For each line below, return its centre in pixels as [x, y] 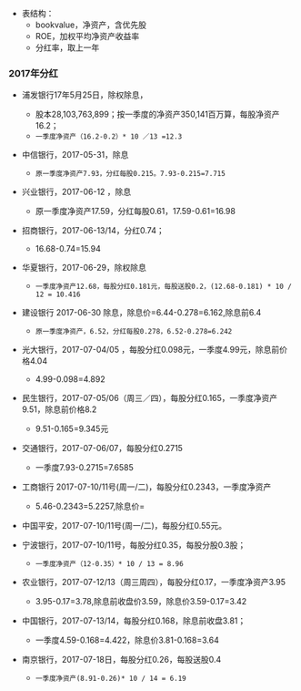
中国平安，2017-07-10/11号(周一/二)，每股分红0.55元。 [124, 526]
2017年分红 [33, 73]
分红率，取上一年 [67, 47]
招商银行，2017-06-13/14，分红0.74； [93, 231]
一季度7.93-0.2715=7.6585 [84, 468]
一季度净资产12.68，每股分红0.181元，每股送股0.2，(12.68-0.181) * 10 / [163, 287]
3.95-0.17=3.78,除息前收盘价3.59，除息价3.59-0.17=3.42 [141, 602]
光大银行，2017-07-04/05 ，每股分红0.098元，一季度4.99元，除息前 [150, 350]
